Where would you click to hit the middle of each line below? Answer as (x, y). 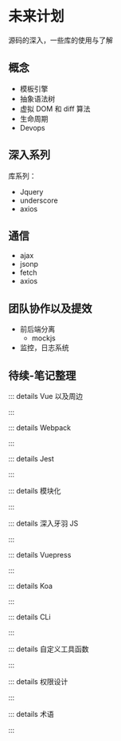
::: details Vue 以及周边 (46, 396)
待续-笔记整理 (42, 375)
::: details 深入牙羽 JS (43, 523)
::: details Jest (31, 459)
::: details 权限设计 (38, 681)
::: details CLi (29, 617)
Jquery (31, 191)
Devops (32, 127)
